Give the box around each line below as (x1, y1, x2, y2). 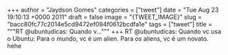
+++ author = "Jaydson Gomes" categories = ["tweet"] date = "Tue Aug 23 (7, 6, 219, 14)
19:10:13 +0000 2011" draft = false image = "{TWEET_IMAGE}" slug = (7, 13, 203, 21)
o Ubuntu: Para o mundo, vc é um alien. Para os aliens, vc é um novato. (7, 35, 209, 43)
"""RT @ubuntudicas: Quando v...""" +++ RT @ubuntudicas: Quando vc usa (7, 27, 222, 35)
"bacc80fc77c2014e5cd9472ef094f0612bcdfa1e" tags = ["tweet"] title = (7, 20, 213, 28)
